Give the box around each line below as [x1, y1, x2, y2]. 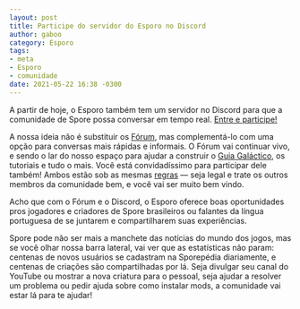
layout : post [9, 13, 58, 22]
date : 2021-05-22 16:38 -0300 [9, 80, 123, 89]
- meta [9, 55, 34, 64]
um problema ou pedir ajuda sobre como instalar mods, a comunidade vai [9, 279, 281, 291]
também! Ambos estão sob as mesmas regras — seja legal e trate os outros [9, 169, 288, 180]
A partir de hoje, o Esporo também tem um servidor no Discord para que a [9, 104, 283, 115]
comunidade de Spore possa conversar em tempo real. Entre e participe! [9, 114, 278, 124]
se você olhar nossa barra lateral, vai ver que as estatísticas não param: [9, 242, 275, 253]
